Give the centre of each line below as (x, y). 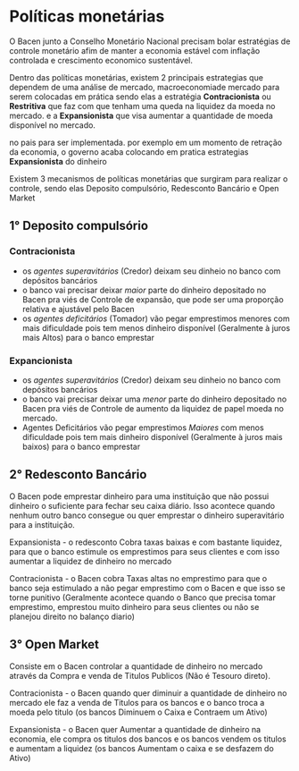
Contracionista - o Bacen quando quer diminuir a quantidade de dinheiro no (148, 693)
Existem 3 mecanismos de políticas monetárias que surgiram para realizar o (149, 178)
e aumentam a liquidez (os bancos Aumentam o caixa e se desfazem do (141, 748)
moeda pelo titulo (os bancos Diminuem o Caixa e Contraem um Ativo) (138, 712)
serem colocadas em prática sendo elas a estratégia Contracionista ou (141, 97)
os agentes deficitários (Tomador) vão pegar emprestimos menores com (156, 318)
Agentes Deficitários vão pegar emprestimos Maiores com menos (143, 428)
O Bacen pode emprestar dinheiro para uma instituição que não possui (139, 496)
